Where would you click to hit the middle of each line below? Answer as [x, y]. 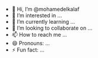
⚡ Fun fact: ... [28, 50]
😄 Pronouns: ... [31, 43]
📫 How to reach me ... [39, 35]
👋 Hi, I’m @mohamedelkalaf [45, 9]
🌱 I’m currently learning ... [43, 22]
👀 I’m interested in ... [37, 15]
